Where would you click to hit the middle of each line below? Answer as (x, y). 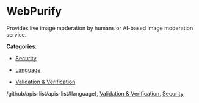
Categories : (22, 46)
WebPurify (34, 11)
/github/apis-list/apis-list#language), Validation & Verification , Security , (96, 93)
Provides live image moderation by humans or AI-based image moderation (100, 28)
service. (16, 34)
